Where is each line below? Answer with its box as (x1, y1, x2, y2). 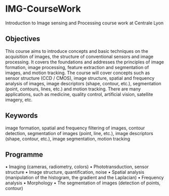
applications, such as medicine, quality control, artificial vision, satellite (5, 91, 153, 97)
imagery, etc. (5, 96, 33, 103)
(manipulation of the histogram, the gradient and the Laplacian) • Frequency (5, 175, 164, 181)
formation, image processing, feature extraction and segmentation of (5, 64, 149, 70)
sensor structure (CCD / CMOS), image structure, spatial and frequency (5, 75, 155, 81)
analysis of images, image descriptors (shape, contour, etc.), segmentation (5, 80, 161, 86)
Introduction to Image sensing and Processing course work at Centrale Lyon (5, 20, 163, 26)
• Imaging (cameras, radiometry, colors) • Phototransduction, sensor (5, 164, 149, 170)
